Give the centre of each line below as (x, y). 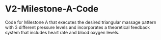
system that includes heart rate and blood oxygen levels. (62, 32)
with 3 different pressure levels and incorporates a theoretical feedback (78, 27)
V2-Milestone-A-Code (52, 9)
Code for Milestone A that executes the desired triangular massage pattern (81, 22)
